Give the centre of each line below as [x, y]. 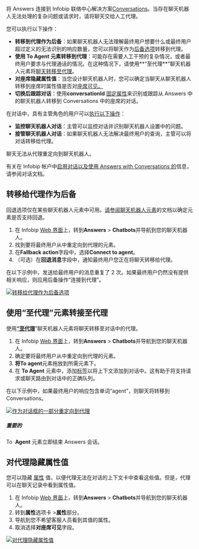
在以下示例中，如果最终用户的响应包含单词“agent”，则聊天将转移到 [88, 391]
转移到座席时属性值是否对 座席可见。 [59, 86]
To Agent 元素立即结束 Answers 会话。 [54, 441]
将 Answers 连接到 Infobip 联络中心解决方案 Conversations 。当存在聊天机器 [98, 9]
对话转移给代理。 [36, 141]
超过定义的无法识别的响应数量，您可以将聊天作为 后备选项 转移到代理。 [100, 49]
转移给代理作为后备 [41, 194]
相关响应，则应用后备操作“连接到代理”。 [55, 280]
